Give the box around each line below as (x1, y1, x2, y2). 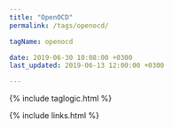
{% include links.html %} (9, 110, 99, 121)
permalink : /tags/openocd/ (9, 21, 109, 30)
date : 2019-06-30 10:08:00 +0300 (9, 53, 133, 62)
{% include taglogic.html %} (9, 94, 113, 104)
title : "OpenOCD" (9, 12, 74, 22)
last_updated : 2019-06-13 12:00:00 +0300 (9, 61, 165, 71)
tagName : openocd (9, 37, 74, 46)
